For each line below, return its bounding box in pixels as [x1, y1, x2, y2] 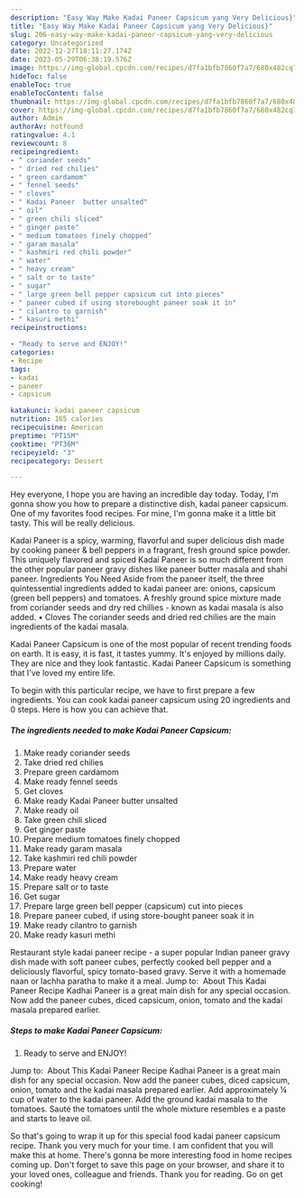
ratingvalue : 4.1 [10, 131, 76, 140]
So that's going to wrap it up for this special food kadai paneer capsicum [10, 1130, 281, 1141]
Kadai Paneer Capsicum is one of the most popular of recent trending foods [10, 639, 292, 650]
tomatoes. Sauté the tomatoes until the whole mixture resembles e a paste [10, 1103, 287, 1114]
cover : [10, 105, 35, 114]
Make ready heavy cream [23, 872, 118, 883]
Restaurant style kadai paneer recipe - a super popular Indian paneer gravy [10, 947, 290, 958]
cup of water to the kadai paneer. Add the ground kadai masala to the [10, 1094, 269, 1105]
